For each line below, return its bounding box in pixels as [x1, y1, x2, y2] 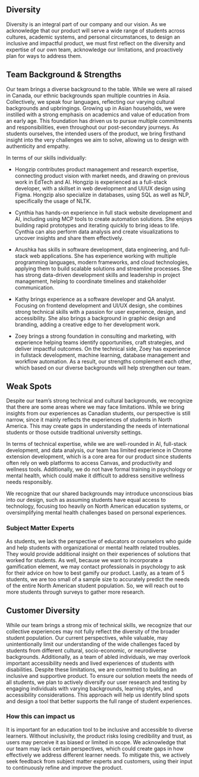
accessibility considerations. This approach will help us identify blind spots [6, 691, 189, 698]
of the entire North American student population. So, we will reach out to [6, 582, 184, 589]
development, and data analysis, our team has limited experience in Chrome [6, 447, 192, 454]
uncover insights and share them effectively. [14, 234, 124, 241]
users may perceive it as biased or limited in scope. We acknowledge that [6, 738, 187, 745]
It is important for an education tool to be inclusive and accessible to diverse [6, 726, 193, 733]
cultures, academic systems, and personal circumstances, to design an [6, 33, 181, 41]
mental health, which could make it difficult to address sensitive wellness [6, 472, 185, 479]
